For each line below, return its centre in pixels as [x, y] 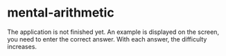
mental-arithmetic [61, 13]
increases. [22, 46]
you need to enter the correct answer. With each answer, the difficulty [107, 39]
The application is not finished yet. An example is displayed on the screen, [113, 32]
